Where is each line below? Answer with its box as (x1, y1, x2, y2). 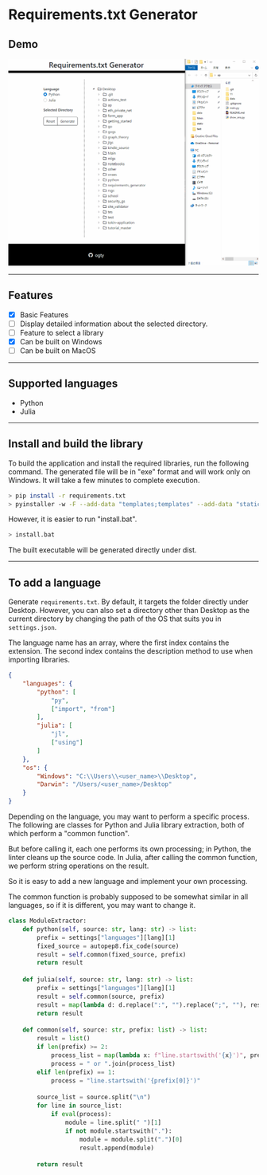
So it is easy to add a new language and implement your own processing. (8, 877, 248, 886)
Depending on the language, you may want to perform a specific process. (8, 811, 250, 822)
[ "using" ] (50, 739, 83, 747)
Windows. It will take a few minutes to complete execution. (8, 475, 200, 485)
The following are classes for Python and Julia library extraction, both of (8, 820, 245, 830)
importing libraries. (8, 655, 70, 665)
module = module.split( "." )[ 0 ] (79, 1135, 183, 1143)
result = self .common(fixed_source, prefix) (37, 950, 187, 958)
